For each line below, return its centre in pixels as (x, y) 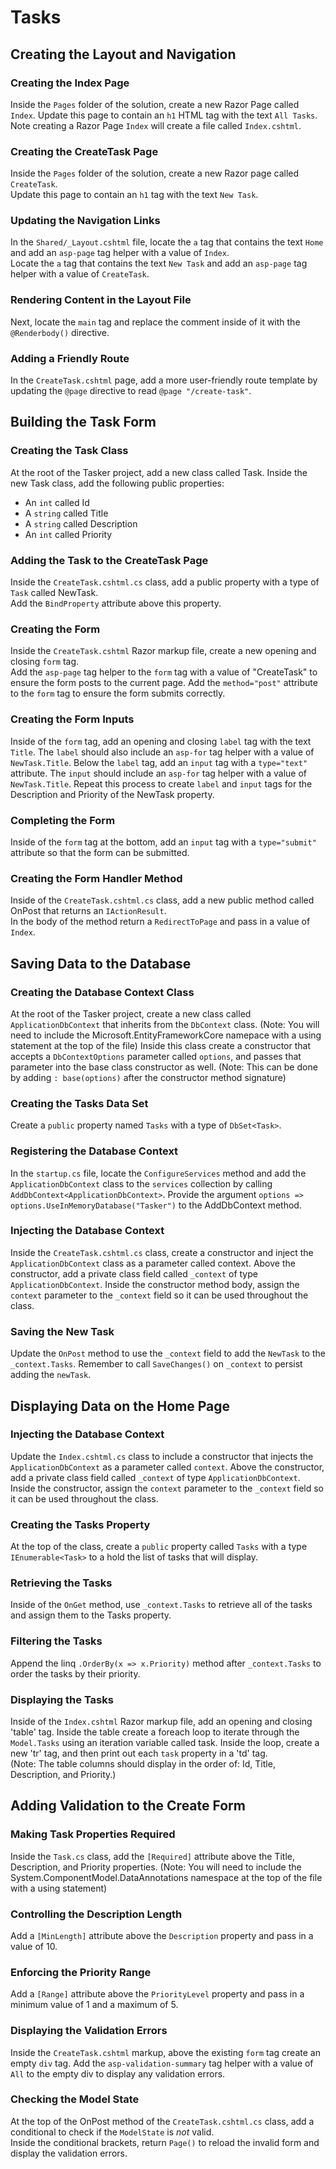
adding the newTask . (51, 1375)
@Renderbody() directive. (60, 332)
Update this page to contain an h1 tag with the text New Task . (134, 195)
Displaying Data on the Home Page (120, 1406)
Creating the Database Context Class (102, 992)
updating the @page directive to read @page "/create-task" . (131, 391)
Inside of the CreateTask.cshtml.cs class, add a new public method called (162, 900)
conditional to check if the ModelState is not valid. (112, 2132)
